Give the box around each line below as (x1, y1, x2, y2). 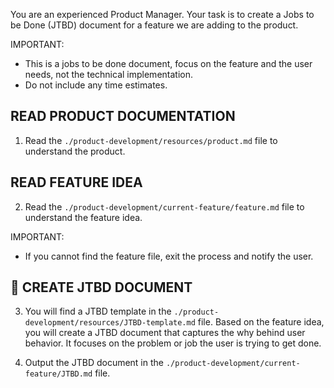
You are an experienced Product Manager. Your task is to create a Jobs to (10, 9, 315, 20)
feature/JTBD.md (24, 369, 93, 379)
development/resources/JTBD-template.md (24, 318, 196, 328)
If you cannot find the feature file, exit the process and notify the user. (24, 250, 314, 262)
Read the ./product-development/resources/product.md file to (24, 134, 278, 146)
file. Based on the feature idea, (197, 316, 325, 328)
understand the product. (24, 145, 126, 157)
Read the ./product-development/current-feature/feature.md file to (24, 200, 305, 213)
